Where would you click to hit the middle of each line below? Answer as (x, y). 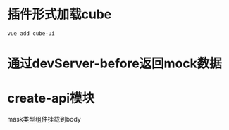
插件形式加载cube (60, 14)
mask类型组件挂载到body (44, 119)
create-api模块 (51, 98)
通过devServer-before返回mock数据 (114, 64)
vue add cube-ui (31, 33)
